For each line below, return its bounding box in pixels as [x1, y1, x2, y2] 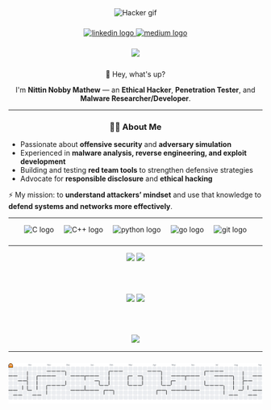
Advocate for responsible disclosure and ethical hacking [19, 174, 213, 184]
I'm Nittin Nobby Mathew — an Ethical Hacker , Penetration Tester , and [15, 85, 256, 94]
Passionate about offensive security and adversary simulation [19, 140, 232, 149]
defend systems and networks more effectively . [8, 202, 173, 211]
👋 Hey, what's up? [105, 69, 166, 79]
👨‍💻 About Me [109, 121, 162, 132]
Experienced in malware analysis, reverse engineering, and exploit [19, 149, 248, 158]
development [19, 157, 66, 166]
